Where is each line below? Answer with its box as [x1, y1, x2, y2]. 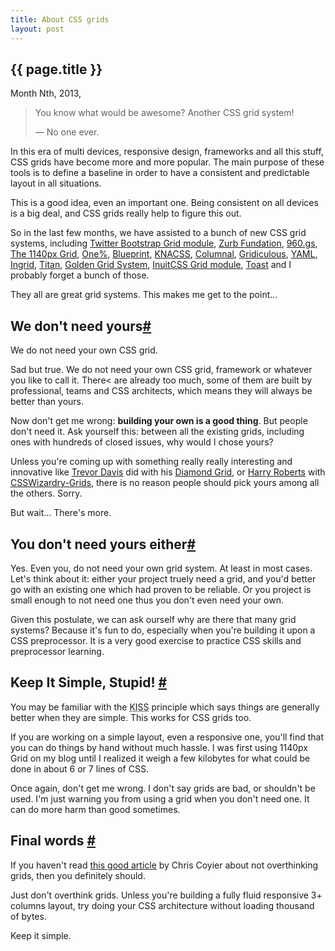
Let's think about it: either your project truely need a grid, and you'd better [10, 572, 317, 585]
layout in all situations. [10, 177, 102, 190]
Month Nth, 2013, [10, 87, 82, 100]
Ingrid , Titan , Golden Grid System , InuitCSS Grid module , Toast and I [10, 259, 292, 271]
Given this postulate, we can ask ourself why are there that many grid [10, 613, 297, 625]
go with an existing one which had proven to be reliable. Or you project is [10, 583, 312, 595]
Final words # [10, 832, 97, 850]
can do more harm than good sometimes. [10, 803, 181, 815]
